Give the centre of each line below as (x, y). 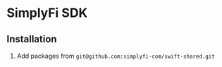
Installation (32, 39)
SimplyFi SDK (47, 13)
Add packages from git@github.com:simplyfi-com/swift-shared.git (116, 56)
